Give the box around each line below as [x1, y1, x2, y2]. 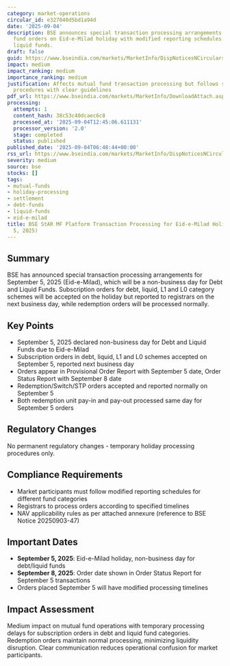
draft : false [7, 49, 44, 56]
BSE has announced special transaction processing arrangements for [7, 271, 203, 279]
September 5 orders [16, 404, 74, 412]
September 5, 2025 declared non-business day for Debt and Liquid [16, 338, 207, 346]
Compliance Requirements [7, 469, 123, 481]
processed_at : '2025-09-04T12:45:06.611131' [13, 118, 142, 126]
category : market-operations [7, 10, 90, 17]
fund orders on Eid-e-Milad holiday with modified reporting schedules [13, 36, 222, 43]
